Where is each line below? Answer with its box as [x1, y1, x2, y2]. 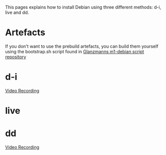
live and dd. [5, 9, 29, 15]
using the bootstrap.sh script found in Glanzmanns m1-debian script [5, 48, 144, 54]
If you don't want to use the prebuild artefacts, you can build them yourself [5, 43, 159, 49]
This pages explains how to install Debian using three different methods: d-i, [5, 4, 162, 10]
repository [5, 54, 26, 60]
